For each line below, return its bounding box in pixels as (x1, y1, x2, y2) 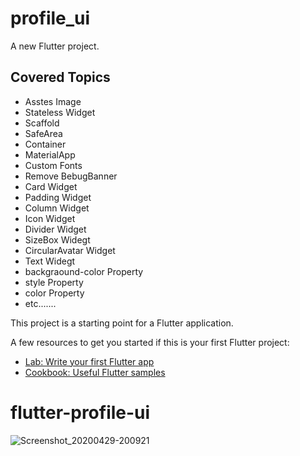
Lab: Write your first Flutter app (24, 355, 155, 367)
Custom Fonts (24, 159, 83, 171)
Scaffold (24, 117, 60, 129)
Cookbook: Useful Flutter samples (24, 366, 166, 378)
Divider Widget (24, 223, 87, 235)
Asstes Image (24, 95, 82, 107)
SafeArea (24, 127, 63, 139)
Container (24, 138, 67, 150)
